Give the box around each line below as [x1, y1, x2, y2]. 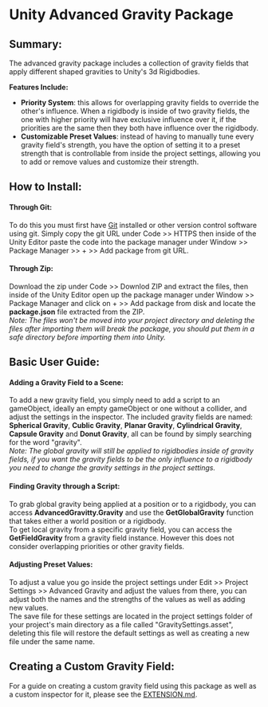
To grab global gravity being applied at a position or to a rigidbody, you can [9, 499, 256, 509]
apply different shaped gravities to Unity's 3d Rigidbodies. [9, 67, 200, 77]
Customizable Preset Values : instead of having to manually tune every [20, 132, 254, 141]
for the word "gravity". [9, 438, 82, 447]
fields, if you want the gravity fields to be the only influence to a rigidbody [9, 454, 253, 464]
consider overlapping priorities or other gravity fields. [9, 541, 185, 551]
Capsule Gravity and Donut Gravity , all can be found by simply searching [9, 429, 252, 439]
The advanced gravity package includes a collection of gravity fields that [9, 58, 250, 68]
